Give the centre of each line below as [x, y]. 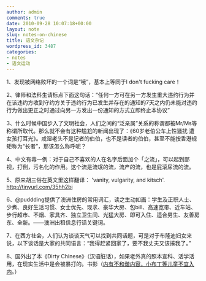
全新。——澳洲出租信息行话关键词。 [63, 222]
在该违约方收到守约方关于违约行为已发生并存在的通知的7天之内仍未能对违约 [102, 102]
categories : [21, 52]
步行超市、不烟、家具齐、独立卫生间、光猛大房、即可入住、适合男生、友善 [100, 215]
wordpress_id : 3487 [31, 47]
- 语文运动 [18, 63]
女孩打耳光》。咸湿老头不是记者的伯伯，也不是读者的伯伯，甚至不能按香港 [99, 138]
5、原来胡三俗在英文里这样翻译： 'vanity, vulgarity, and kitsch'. [86, 180]
